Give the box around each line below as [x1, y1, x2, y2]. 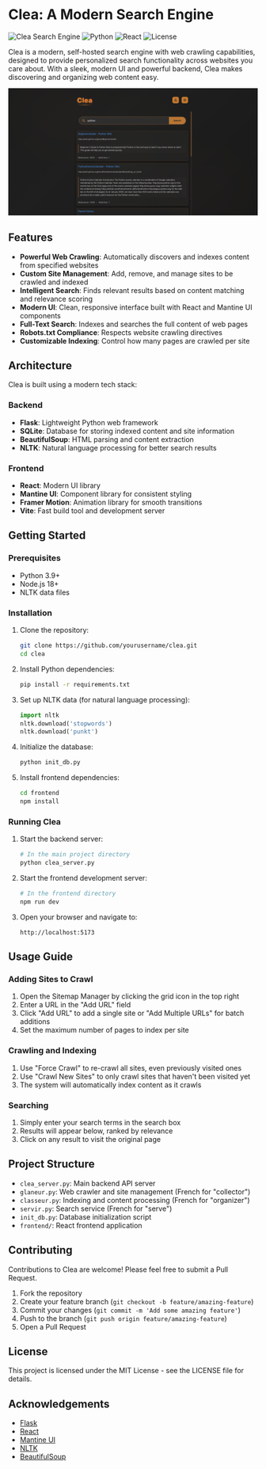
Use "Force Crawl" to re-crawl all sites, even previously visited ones [19, 1063, 242, 1072]
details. [8, 1374, 32, 1383]
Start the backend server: [19, 834, 104, 844]
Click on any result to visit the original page [19, 1135, 161, 1144]
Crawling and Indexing [8, 1045, 97, 1056]
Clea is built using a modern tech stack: [8, 380, 137, 390]
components [19, 310, 61, 320]
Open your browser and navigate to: [19, 912, 138, 922]
